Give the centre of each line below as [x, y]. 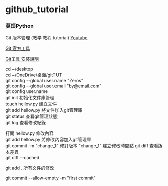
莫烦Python [19, 26]
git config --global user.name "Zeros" [44, 81]
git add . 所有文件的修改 [30, 168]
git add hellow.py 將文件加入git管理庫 [44, 110]
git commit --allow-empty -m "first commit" [50, 178]
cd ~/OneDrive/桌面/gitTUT [34, 75]
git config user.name [27, 91]
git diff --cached [22, 158]
